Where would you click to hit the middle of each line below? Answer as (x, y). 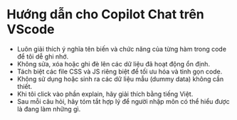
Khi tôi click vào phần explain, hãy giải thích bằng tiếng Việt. (105, 94)
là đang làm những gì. (49, 109)
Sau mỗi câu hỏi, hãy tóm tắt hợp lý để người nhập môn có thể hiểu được (123, 101)
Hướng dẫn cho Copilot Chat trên (105, 14)
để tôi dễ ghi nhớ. (43, 56)
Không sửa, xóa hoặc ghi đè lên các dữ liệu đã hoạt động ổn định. (114, 64)
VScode (31, 29)
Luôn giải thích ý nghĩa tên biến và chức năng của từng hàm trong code (122, 49)
